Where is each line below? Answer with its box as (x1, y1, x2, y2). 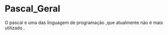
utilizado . (5, 24, 25, 30)
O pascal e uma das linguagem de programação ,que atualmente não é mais (5, 19, 163, 25)
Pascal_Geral (5, 3, 61, 14)
